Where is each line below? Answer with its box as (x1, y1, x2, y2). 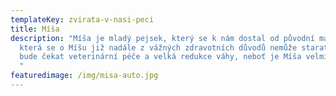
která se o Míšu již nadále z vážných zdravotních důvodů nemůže (19, 42, 298, 53)
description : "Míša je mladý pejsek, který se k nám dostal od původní (10, 33, 315, 43)
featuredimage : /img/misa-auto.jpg (10, 71, 159, 81)
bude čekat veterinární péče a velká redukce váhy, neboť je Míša (19, 52, 302, 62)
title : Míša (10, 24, 60, 34)
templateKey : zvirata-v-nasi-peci (10, 14, 155, 25)
